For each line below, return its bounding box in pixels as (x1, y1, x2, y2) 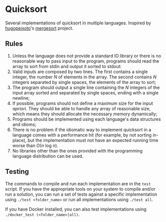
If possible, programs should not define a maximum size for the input (12, 100, 153, 106)
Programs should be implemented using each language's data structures (12, 116, 161, 122)
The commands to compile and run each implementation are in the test (5, 180, 151, 187)
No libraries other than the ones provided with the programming (12, 148, 143, 153)
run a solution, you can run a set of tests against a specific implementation (5, 191, 158, 197)
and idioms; (12, 121, 37, 127)
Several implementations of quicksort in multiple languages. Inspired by (5, 20, 151, 26)
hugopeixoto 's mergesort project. (5, 25, 73, 31)
